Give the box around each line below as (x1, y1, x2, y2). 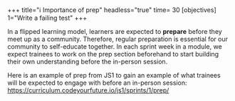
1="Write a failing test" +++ (7, 13, 88, 22)
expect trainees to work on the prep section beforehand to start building (7, 50, 219, 58)
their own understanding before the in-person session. (7, 57, 168, 66)
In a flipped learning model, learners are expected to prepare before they (7, 28, 222, 35)
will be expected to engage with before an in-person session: (7, 78, 187, 87)
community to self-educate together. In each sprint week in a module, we (7, 42, 222, 51)
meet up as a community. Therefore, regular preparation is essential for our (7, 35, 228, 43)
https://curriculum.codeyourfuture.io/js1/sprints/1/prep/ (7, 86, 169, 94)
